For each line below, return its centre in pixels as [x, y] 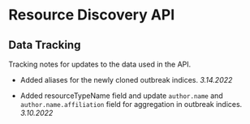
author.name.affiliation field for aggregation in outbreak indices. [131, 104]
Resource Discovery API [92, 15]
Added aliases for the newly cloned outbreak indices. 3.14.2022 [126, 80]
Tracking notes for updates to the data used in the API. [100, 64]
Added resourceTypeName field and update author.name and [121, 96]
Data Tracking [45, 45]
